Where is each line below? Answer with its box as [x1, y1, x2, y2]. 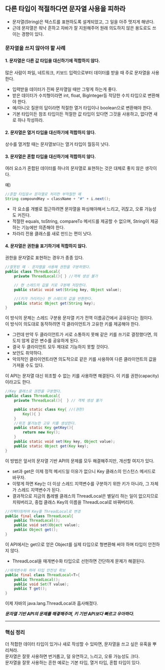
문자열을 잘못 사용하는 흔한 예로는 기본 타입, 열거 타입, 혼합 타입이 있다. [5, 660, 141, 666]
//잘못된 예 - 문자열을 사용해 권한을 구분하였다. [5, 264, 91, 270]
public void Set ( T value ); [14, 582, 69, 587]
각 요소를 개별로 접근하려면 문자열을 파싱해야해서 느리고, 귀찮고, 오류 [12, 206, 143, 212]
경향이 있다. [21, 31, 44, 37]
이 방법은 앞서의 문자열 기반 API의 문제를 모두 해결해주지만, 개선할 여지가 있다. [5, 458, 155, 464]
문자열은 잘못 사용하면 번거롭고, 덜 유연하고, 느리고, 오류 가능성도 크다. [5, 653, 140, 660]
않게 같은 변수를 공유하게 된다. [21, 337, 80, 344]
